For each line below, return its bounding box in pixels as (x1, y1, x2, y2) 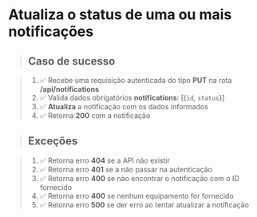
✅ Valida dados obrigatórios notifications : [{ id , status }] (39, 93, 225, 102)
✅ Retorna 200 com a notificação (39, 111, 151, 120)
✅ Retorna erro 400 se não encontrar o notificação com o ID (39, 173, 239, 183)
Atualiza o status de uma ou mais (8, 6, 232, 24)
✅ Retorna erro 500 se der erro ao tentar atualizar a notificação (39, 199, 250, 209)
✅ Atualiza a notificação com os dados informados (39, 102, 209, 111)
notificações (8, 22, 94, 41)
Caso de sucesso (27, 54, 116, 68)
